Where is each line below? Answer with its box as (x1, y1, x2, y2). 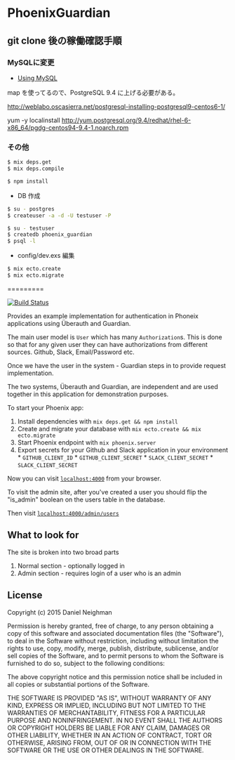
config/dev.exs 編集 (17, 251, 75, 260)
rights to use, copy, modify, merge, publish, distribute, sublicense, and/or (7, 644, 219, 653)
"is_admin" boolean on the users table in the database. (7, 495, 166, 504)
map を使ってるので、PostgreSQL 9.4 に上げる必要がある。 (7, 88, 180, 96)
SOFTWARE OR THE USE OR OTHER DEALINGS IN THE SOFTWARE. (7, 746, 204, 754)
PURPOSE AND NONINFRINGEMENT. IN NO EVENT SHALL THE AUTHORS (7, 716, 223, 724)
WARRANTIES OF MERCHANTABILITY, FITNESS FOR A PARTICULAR (7, 708, 206, 717)
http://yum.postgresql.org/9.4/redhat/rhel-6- (62, 116, 192, 124)
